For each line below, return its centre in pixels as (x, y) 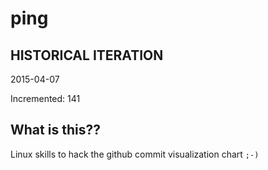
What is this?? (55, 130)
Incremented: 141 (45, 98)
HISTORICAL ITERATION (87, 55)
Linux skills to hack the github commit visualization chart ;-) (135, 154)
